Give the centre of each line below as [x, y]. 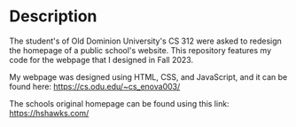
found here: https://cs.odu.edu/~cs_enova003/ [95, 86]
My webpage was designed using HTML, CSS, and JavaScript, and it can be [148, 76]
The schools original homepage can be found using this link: [119, 103]
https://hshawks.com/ [49, 113]
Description [53, 16]
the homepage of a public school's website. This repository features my [140, 50]
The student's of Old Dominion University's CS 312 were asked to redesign [145, 41]
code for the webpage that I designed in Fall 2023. [101, 60]
